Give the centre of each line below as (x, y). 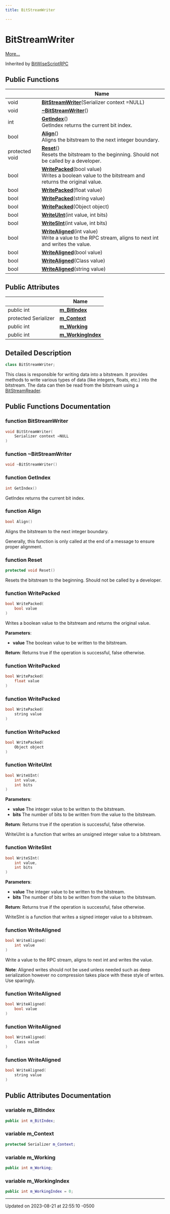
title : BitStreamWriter (30, 10)
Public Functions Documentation (58, 407)
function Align (23, 511)
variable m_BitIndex (30, 1110)
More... (13, 53)
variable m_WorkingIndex (37, 1181)
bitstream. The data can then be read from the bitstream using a (72, 385)
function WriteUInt (29, 765)
